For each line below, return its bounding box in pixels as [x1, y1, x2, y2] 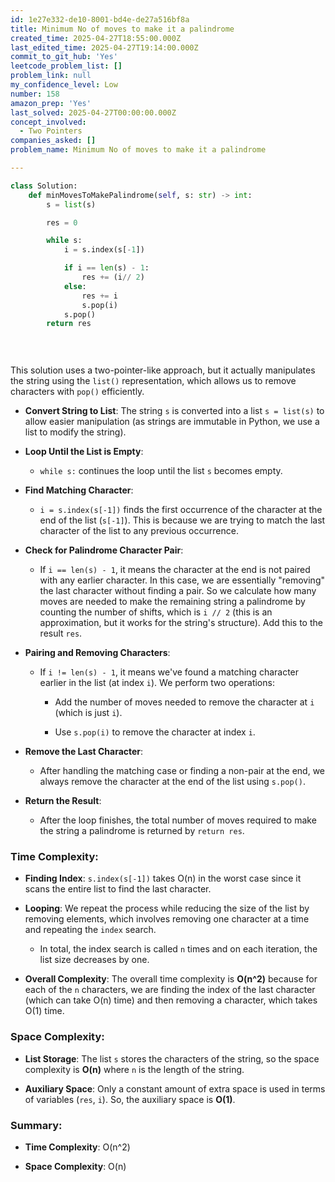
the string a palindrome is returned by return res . [39, 825, 245, 836]
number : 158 [10, 89, 60, 99]
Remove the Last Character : [24, 746, 144, 757]
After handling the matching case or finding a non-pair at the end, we [39, 765, 326, 776]
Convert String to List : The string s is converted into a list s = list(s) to [24, 405, 325, 416]
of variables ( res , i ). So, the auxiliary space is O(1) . [24, 1093, 236, 1105]
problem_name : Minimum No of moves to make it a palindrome [10, 145, 267, 155]
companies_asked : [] [10, 136, 97, 146]
